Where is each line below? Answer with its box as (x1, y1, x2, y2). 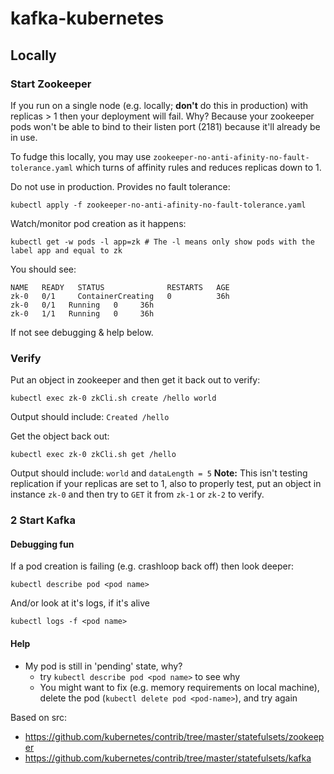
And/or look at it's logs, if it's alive (10, 597, 150, 609)
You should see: (10, 263, 77, 275)
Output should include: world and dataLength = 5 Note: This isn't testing (10, 467, 308, 479)
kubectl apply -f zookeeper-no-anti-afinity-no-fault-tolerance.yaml (10, 200, 307, 210)
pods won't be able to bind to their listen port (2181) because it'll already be (10, 120, 321, 132)
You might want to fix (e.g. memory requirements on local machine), (39, 681, 320, 693)
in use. (10, 131, 38, 143)
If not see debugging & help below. (10, 326, 154, 338)
